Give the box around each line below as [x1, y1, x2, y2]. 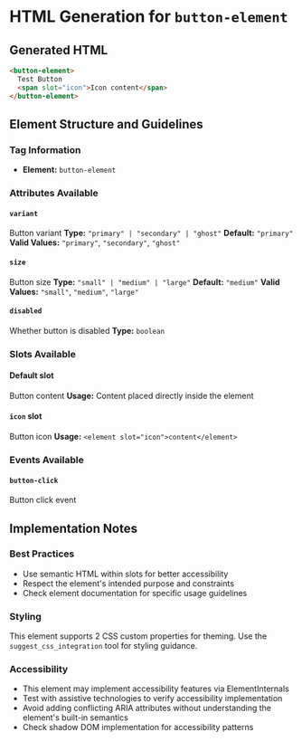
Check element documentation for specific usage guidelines [22, 587, 248, 598]
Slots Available [9, 347, 77, 360]
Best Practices [9, 547, 75, 560]
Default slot [9, 370, 54, 381]
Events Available [9, 453, 84, 466]
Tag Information [9, 143, 81, 156]
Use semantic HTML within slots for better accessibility [22, 568, 229, 579]
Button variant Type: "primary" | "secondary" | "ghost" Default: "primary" [9, 228, 294, 239]
